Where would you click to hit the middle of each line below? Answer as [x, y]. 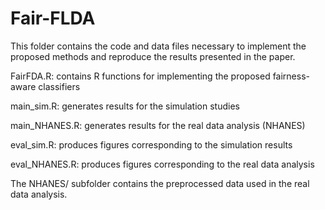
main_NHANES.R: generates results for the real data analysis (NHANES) [158, 125]
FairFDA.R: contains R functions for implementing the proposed [140, 76]
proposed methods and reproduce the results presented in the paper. [153, 56]
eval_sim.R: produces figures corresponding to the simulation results [151, 144]
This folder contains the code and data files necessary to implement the [158, 46]
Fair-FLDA [53, 18]
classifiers [59, 86]
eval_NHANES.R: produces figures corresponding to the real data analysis [162, 164]
